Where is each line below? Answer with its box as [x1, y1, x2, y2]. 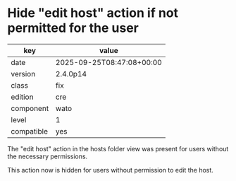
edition [11, 92, 34, 102]
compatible [11, 126, 48, 136]
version [11, 69, 36, 78]
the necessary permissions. [7, 152, 88, 160]
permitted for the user [7, 20, 139, 36]
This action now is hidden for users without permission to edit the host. [7, 165, 213, 174]
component [11, 103, 49, 113]
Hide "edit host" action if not [7, 5, 178, 21]
